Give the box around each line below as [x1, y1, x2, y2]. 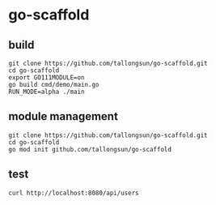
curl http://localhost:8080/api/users [8, 189, 139, 197]
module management [8, 109, 119, 123]
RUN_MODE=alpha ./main [8, 88, 85, 96]
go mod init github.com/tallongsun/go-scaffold [8, 145, 172, 153]
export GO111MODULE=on [8, 74, 85, 82]
